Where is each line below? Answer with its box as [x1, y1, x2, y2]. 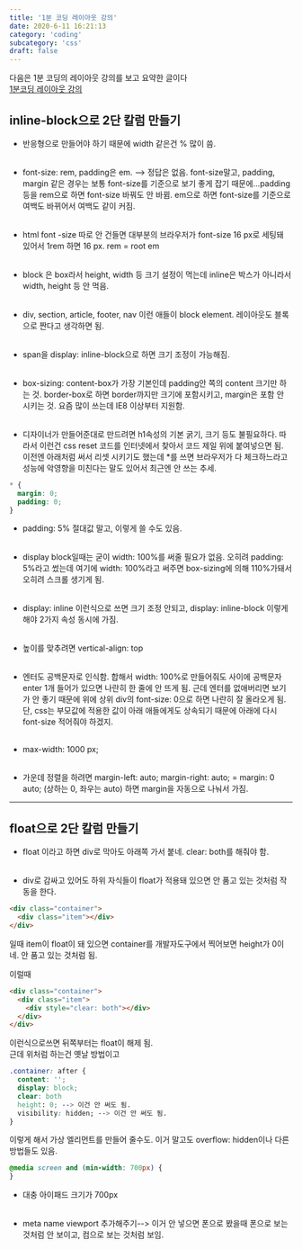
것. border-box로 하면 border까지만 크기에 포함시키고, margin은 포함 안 [31, 389, 285, 400]
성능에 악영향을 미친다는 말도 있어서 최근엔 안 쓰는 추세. [22, 463, 218, 473]
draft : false [9, 47, 58, 56]
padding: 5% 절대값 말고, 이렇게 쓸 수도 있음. [22, 523, 182, 534]
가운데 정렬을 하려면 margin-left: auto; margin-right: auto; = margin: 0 [22, 772, 275, 783]
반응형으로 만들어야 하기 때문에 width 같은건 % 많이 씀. [22, 138, 217, 148]
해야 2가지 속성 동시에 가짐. [22, 614, 119, 625]
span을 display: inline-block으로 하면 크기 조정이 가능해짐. [22, 348, 231, 360]
